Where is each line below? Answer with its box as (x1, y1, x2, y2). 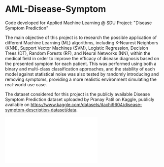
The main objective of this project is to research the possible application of (5, 34, 157, 40)
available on (5, 101, 30, 107)
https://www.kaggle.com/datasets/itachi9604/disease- (30, 101, 142, 107)
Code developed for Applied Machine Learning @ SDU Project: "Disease (5, 20, 152, 26)
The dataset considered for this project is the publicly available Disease (5, 91, 150, 97)
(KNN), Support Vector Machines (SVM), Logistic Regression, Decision (5, 45, 149, 51)
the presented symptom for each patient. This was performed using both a (5, 61, 157, 67)
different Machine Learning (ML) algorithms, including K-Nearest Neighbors (5, 39, 159, 45)
